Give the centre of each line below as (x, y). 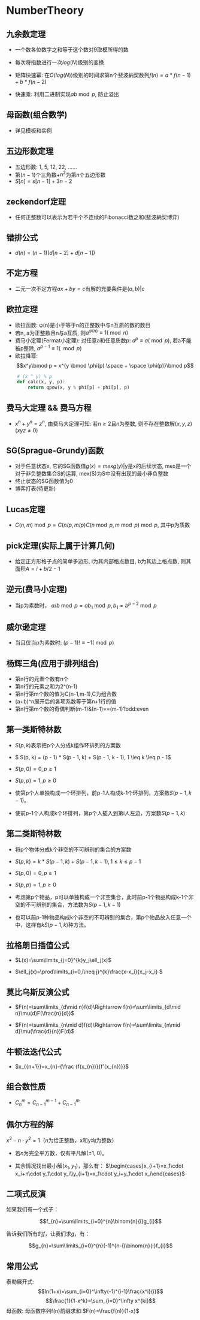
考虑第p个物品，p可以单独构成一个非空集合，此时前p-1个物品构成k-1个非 (104, 897)
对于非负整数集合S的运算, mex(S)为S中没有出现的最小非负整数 (92, 474)
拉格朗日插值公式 (38, 945)
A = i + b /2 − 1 (43, 569)
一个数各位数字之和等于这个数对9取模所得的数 (72, 49)
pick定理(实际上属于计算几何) (61, 545)
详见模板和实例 (33, 130)
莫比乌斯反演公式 (38, 992)
